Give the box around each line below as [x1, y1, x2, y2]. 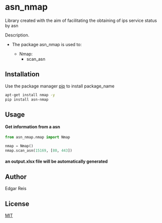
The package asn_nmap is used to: [12, 41, 82, 47]
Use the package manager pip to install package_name [5, 83, 115, 89]
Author [5, 172, 27, 181]
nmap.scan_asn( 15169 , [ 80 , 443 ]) [5, 148, 73, 153]
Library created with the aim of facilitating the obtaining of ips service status [5, 17, 157, 23]
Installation [5, 70, 40, 79]
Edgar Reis [5, 186, 27, 191]
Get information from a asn [5, 124, 60, 130]
